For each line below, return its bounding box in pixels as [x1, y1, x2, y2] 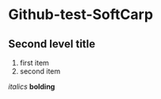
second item [19, 67, 61, 76]
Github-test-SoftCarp [8, 6, 153, 24]
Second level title [8, 37, 96, 51]
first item [19, 58, 49, 67]
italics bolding [8, 82, 56, 91]
